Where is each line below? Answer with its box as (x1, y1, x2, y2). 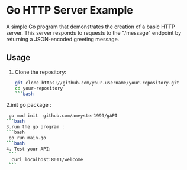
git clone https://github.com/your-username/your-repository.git (14, 80, 179, 86)
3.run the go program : (6, 124, 65, 130)
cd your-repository (14, 85, 63, 91)
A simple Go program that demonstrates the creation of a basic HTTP (6, 23, 176, 30)
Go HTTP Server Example (6, 4, 133, 17)
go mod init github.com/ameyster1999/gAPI (8, 113, 118, 119)
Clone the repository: (14, 68, 67, 76)
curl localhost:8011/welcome (11, 157, 83, 163)
